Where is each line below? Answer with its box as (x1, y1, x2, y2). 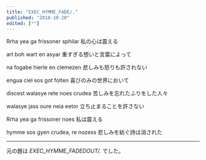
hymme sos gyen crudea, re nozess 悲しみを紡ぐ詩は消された (6, 129, 162, 136)
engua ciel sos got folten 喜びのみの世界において (6, 77, 129, 84)
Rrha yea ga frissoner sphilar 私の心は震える (6, 38, 118, 45)
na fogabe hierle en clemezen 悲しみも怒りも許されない (6, 64, 148, 71)
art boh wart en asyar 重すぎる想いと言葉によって (6, 51, 132, 58)
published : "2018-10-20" (6, 15, 70, 21)
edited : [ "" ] (6, 20, 40, 26)
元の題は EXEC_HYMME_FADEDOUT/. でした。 (6, 147, 124, 155)
